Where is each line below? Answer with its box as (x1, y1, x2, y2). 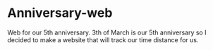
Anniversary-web (7, 5, 113, 21)
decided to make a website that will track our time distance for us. (7, 35, 199, 44)
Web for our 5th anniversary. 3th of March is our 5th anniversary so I (7, 28, 207, 37)
